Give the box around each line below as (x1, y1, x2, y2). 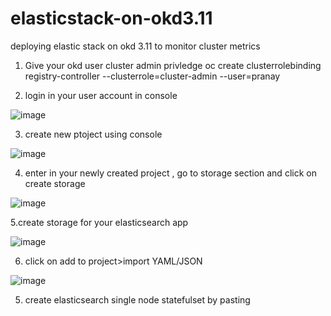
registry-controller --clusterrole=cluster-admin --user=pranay (24, 70, 281, 82)
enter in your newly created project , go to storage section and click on (24, 167, 317, 179)
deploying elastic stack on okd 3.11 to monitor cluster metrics (10, 40, 261, 52)
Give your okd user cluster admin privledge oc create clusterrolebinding (24, 59, 322, 71)
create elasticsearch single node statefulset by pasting (24, 293, 251, 306)
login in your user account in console (24, 89, 178, 101)
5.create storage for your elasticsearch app (10, 216, 189, 228)
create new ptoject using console (24, 128, 163, 140)
